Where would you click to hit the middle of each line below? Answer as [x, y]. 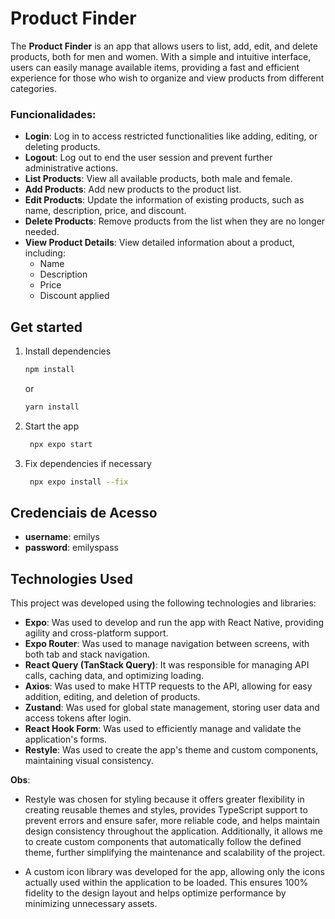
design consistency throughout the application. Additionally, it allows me [173, 831]
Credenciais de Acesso [84, 512]
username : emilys [62, 537]
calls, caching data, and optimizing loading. [114, 676]
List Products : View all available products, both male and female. [158, 179]
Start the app [52, 426]
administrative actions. [71, 168]
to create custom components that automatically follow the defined [163, 842]
